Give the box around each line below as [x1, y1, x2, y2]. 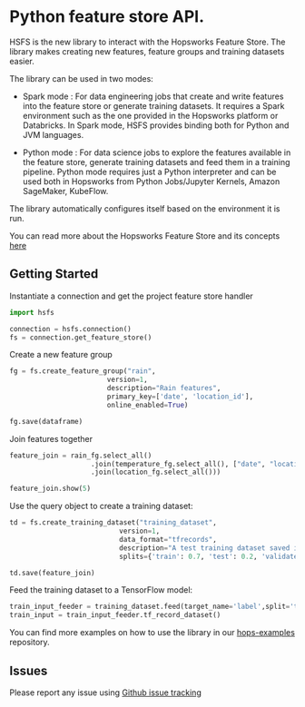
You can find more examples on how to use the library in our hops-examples [9, 627, 295, 638]
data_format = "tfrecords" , [119, 535, 218, 544]
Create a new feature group [9, 349, 113, 360]
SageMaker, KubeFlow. [22, 185, 109, 196]
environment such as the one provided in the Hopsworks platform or [22, 110, 279, 121]
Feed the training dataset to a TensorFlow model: [9, 584, 193, 595]
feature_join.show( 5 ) [9, 484, 92, 494]
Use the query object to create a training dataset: [9, 501, 193, 512]
